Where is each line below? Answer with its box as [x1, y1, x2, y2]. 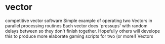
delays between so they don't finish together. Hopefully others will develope [5, 28, 161, 34]
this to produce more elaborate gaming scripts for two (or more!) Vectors [5, 33, 154, 39]
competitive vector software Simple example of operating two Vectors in [5, 18, 152, 23]
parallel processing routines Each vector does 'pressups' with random [5, 22, 148, 28]
